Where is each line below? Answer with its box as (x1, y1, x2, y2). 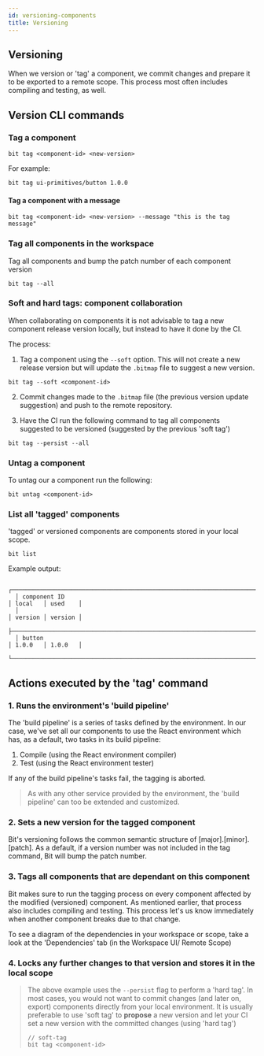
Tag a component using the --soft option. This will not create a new (19, 354, 241, 364)
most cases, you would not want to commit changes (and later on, (27, 993, 242, 1002)
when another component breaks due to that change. (8, 914, 181, 924)
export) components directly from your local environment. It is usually (27, 1002, 254, 1011)
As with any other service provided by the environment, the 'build (27, 789, 240, 798)
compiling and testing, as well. (8, 86, 107, 95)
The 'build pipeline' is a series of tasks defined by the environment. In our (8, 718, 247, 728)
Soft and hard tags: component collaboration (8, 298, 183, 309)
